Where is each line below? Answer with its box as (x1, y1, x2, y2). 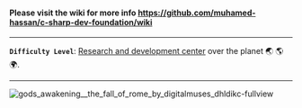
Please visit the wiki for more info (9, 7, 137, 18)
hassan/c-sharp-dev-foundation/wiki (9, 16, 153, 27)
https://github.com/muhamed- (138, 7, 256, 18)
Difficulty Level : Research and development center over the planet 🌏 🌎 (9, 46, 284, 57)
